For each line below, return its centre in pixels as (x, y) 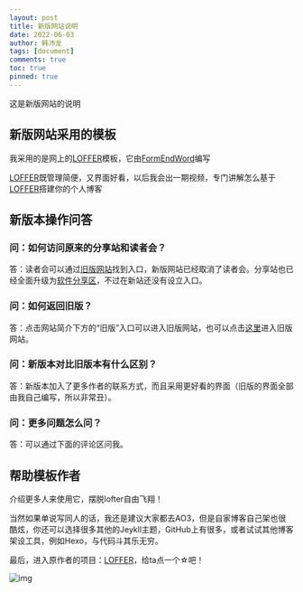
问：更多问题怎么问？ (55, 423)
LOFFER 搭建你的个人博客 (56, 188)
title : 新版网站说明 (44, 26)
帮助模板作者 (45, 475)
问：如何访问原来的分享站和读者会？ (88, 248)
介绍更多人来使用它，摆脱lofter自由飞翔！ (87, 499)
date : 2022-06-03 (42, 34)
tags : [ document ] (42, 52)
